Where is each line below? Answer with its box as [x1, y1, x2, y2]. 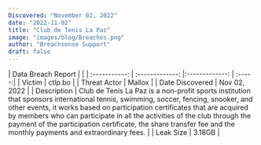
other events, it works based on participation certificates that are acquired [8, 103, 249, 112]
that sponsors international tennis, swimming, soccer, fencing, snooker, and [8, 95, 253, 103]
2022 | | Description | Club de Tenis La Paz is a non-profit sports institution [8, 86, 252, 95]
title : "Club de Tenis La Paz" [8, 26, 111, 34]
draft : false [8, 48, 51, 56]
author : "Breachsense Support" [8, 41, 111, 49]
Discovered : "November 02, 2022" [8, 11, 118, 20]
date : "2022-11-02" [8, 19, 72, 27]
